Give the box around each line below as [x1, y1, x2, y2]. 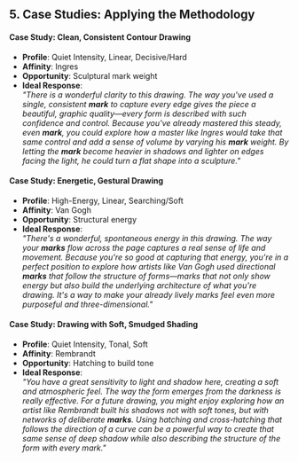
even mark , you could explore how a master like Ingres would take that [21, 127, 283, 137]
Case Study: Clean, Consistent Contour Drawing [9, 31, 192, 43]
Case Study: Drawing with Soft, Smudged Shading [9, 319, 199, 330]
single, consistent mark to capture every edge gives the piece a [21, 98, 256, 109]
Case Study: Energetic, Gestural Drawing [9, 176, 164, 186]
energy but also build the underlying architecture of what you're [21, 279, 257, 291]
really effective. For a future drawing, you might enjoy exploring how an [21, 395, 285, 406]
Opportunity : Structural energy [21, 214, 137, 224]
